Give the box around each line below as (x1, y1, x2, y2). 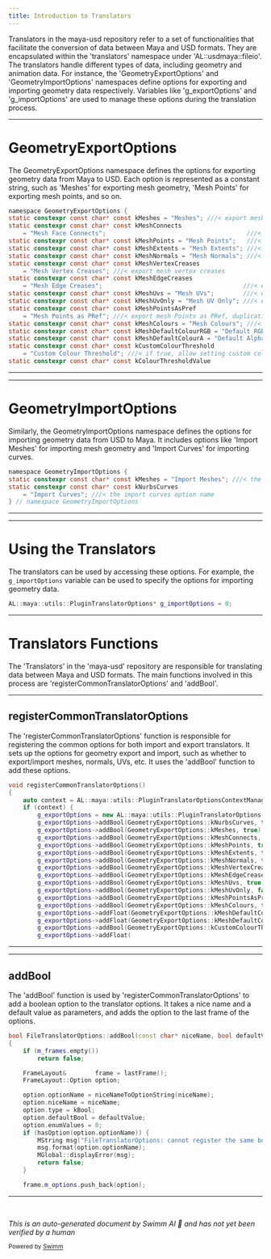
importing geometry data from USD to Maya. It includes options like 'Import (8, 434, 258, 445)
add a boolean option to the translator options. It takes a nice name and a (8, 999, 252, 1008)
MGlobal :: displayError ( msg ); (37, 1151, 135, 1160)
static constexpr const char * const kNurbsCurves (8, 483, 179, 491)
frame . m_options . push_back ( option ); (23, 1181, 147, 1189)
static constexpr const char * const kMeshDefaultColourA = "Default (8, 335, 244, 343)
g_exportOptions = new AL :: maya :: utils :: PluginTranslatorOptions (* (37, 811, 269, 819)
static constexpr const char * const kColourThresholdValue (8, 357, 211, 365)
